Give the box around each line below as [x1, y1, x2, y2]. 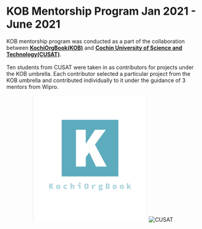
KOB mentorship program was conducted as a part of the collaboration [6, 37, 185, 45]
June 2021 [6, 17, 61, 31]
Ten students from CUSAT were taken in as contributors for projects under [6, 63, 194, 71]
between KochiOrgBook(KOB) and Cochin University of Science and [6, 44, 182, 51]
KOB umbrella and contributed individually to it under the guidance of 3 [6, 77, 185, 84]
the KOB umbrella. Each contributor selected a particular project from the [6, 70, 191, 77]
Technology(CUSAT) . [6, 50, 62, 58]
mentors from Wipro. [6, 83, 59, 90]
